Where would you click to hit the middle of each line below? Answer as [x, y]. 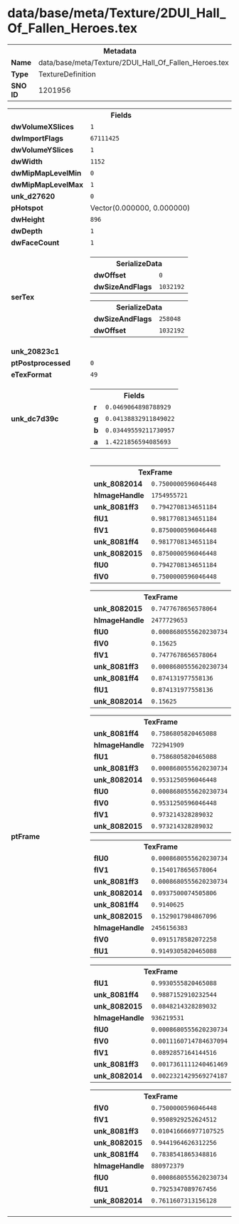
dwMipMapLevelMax [47, 185]
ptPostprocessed [41, 363]
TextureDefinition [67, 74]
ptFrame [26, 836]
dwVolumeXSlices [43, 126]
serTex [23, 297]
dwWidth [27, 161]
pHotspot [27, 208]
